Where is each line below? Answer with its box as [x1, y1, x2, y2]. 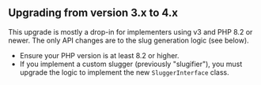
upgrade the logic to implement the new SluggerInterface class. [19, 67, 229, 77]
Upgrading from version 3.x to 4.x [8, 6, 178, 20]
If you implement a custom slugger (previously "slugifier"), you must [19, 59, 243, 68]
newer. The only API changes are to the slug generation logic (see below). [8, 35, 249, 45]
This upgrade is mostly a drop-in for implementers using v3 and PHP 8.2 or [8, 27, 253, 36]
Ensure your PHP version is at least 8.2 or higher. [19, 50, 180, 60]
